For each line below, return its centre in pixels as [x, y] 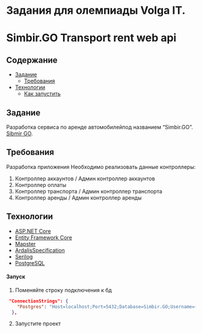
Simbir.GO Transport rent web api [91, 38]
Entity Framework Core [43, 237]
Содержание [32, 60]
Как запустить [42, 94]
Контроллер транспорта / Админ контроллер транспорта [88, 191]
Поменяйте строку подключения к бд [63, 290]
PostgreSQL [30, 263]
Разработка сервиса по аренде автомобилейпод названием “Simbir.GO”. [100, 127]
